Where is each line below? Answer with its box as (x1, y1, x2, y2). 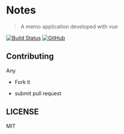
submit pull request (14, 89, 62, 97)
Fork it (14, 78, 31, 85)
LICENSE (6, 107, 39, 117)
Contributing (6, 51, 54, 62)
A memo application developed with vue (20, 23, 118, 30)
